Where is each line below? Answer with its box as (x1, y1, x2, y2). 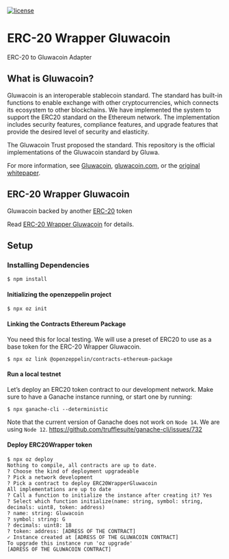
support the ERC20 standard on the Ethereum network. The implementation (7, 113, 220, 121)
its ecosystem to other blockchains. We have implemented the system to (7, 105, 212, 114)
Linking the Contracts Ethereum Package (7, 320, 126, 328)
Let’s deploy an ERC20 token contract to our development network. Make (7, 385, 214, 393)
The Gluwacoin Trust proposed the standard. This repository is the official (7, 140, 215, 149)
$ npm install (7, 276, 48, 283)
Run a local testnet (7, 370, 62, 378)
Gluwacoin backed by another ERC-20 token (7, 206, 133, 215)
